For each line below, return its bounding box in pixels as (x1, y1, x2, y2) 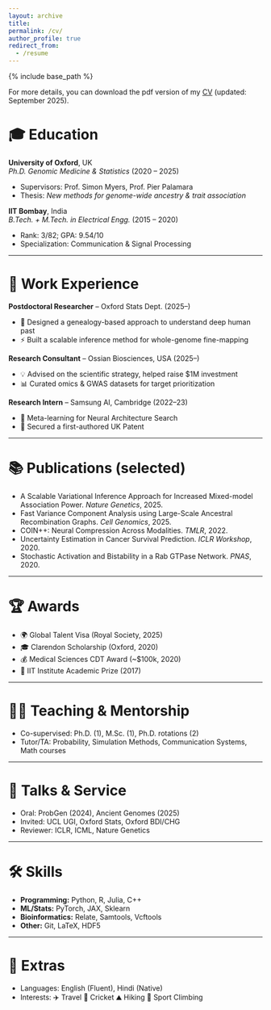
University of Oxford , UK (8, 157, 93, 167)
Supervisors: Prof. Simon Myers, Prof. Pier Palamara (19, 182, 194, 191)
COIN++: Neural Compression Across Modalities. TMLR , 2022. (19, 526, 228, 535)
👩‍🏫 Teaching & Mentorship (8, 702, 190, 719)
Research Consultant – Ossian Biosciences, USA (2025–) (8, 353, 200, 363)
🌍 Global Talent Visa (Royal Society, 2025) (19, 630, 163, 639)
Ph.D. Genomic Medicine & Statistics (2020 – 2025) (8, 166, 180, 176)
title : (8, 19, 31, 27)
